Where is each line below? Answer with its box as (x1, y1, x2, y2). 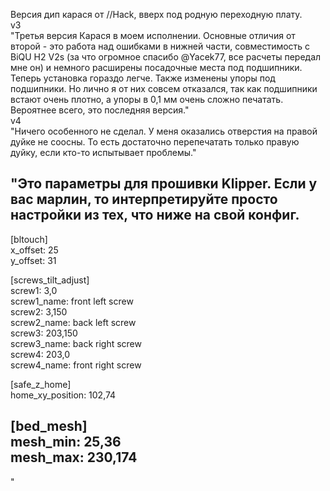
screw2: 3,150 (10, 305, 68, 318)
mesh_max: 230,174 (10, 449, 138, 466)
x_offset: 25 (10, 244, 59, 256)
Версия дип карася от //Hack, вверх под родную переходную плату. (10, 9, 303, 20)
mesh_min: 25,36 (10, 434, 122, 451)
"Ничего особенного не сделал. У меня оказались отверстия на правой (10, 125, 318, 137)
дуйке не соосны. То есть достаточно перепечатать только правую (10, 136, 300, 148)
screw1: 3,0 (10, 284, 58, 296)
